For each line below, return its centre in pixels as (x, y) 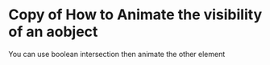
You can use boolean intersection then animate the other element (117, 54)
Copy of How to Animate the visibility (135, 15)
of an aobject (53, 32)
